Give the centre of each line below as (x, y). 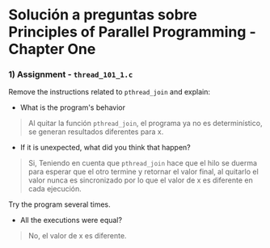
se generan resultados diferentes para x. (96, 132)
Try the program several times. (59, 204)
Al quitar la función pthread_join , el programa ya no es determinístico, (145, 124)
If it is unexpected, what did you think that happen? (105, 148)
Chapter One (52, 49)
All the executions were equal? (71, 221)
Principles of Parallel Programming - (132, 32)
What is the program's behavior (73, 107)
